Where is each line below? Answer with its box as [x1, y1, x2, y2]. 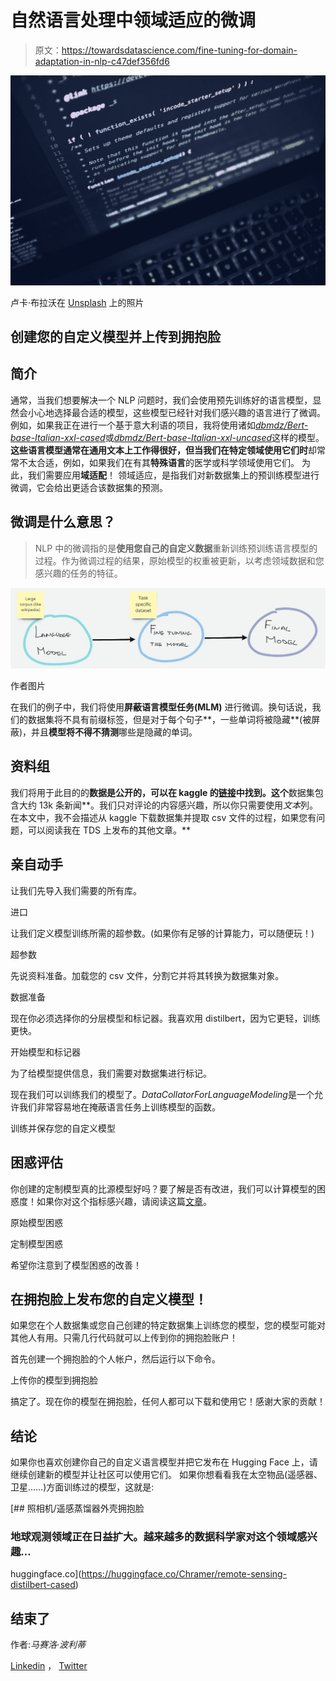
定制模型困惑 [10, 1237, 63, 1250]
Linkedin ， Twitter [10, 1660, 88, 1672]
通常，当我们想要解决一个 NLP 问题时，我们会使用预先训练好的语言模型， [10, 394, 313, 406]
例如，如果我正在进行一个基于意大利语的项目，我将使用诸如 [10, 419, 256, 431]
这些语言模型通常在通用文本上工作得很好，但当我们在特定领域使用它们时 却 [10, 444, 317, 456]
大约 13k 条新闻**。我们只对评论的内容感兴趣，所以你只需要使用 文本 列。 [18, 799, 318, 811]
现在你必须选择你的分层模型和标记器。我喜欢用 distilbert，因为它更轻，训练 [10, 1012, 321, 1024]
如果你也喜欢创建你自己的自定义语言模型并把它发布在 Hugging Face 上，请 [10, 1456, 318, 1468]
